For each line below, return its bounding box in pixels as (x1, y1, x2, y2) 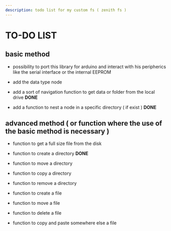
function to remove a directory (12, 180, 77, 186)
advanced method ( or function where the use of (5, 119, 162, 128)
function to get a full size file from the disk (12, 140, 102, 146)
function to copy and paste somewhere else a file (12, 220, 117, 226)
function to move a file (12, 200, 60, 206)
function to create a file (12, 190, 62, 196)
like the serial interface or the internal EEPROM (12, 69, 111, 75)
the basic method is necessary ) (5, 127, 110, 136)
